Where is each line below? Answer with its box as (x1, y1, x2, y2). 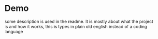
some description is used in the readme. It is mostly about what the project (4, 19, 153, 24)
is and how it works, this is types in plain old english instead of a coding (4, 23, 147, 29)
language (4, 29, 23, 34)
